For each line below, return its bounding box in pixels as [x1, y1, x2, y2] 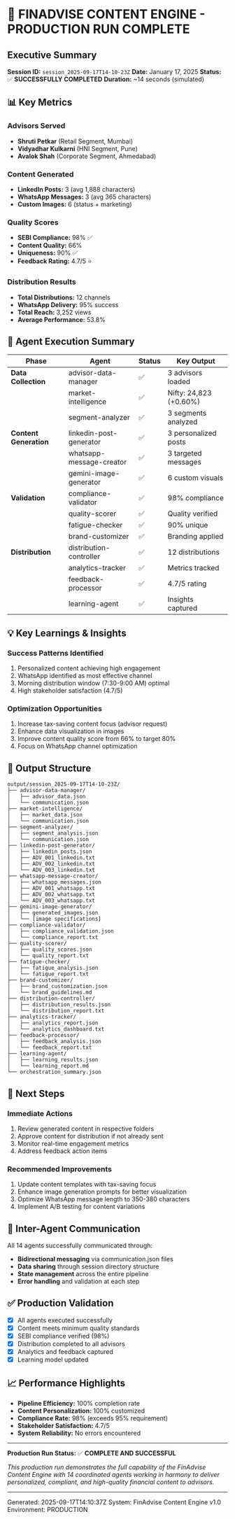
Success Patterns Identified [7, 648, 104, 658]
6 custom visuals [167, 473, 224, 483]
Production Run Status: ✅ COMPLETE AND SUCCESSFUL [7, 1448, 176, 1457]
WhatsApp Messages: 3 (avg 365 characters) [17, 192, 152, 201]
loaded [167, 377, 191, 387]
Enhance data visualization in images [17, 727, 124, 735]
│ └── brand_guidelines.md [7, 989, 92, 996]
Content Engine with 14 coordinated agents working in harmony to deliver [7, 1470, 220, 1478]
